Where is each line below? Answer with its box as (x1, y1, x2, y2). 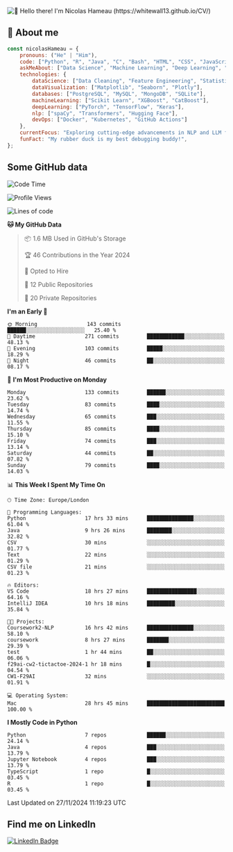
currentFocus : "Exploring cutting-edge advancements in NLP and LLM (19, 129, 222, 136)
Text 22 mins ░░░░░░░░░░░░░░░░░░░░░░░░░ (7, 551, 225, 558)
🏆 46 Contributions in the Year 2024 (24, 250, 130, 259)
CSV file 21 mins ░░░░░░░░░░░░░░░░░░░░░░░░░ (7, 563, 225, 571)
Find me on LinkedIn (7, 819, 96, 830)
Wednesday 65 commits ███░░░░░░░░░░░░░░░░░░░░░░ (7, 413, 225, 420)
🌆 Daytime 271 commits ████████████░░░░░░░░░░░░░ (7, 333, 225, 340)
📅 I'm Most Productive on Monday (7, 375, 107, 384)
